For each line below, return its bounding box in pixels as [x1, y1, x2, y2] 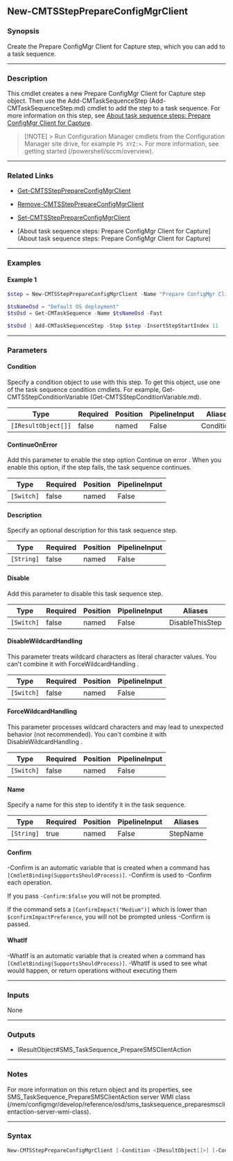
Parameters [7, 345, 47, 355]
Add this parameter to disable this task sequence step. [7, 589, 163, 598]
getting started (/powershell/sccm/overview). [24, 147, 154, 155]
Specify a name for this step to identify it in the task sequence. [7, 800, 186, 809]
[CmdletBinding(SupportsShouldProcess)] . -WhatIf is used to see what [7, 959, 207, 967]
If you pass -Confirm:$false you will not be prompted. [7, 892, 162, 900]
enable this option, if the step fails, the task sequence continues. [7, 463, 192, 472]
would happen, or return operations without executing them [7, 966, 178, 975]
